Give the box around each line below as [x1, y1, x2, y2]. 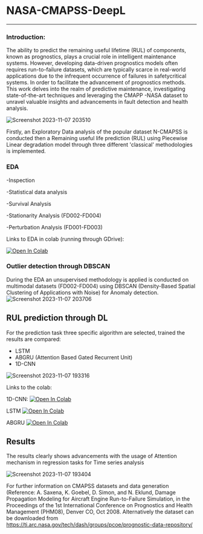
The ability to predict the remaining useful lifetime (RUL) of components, [6, 47, 186, 54]
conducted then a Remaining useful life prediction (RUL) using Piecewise [6, 135, 188, 142]
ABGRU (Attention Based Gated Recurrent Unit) [14, 353, 133, 361]
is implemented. [6, 147, 47, 155]
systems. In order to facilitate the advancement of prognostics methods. [6, 79, 186, 86]
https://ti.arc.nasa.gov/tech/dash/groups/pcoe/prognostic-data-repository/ [6, 521, 193, 529]
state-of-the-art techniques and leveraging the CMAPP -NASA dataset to [6, 92, 188, 99]
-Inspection [6, 177, 35, 184]
